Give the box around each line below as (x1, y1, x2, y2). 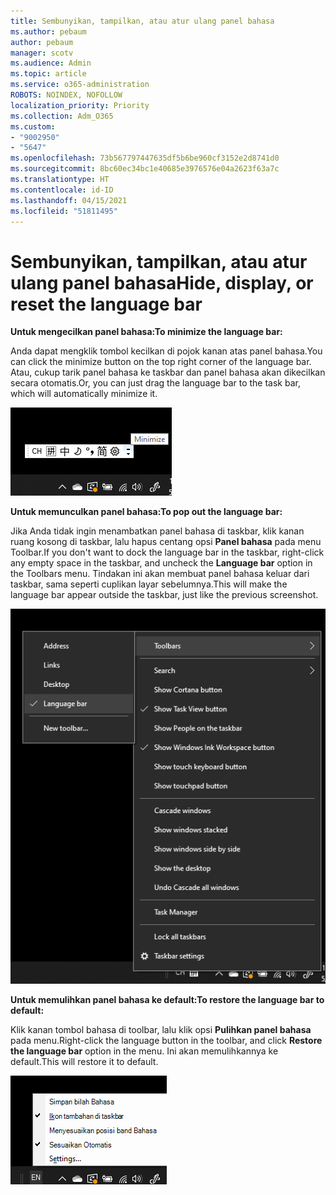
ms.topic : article (10, 69, 87, 79)
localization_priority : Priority (10, 100, 150, 110)
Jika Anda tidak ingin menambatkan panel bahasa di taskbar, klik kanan (10, 525, 305, 537)
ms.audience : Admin (10, 58, 92, 69)
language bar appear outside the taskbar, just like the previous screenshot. (10, 589, 319, 601)
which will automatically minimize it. (10, 388, 158, 400)
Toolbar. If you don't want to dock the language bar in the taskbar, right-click (10, 546, 325, 559)
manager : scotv (10, 48, 74, 58)
